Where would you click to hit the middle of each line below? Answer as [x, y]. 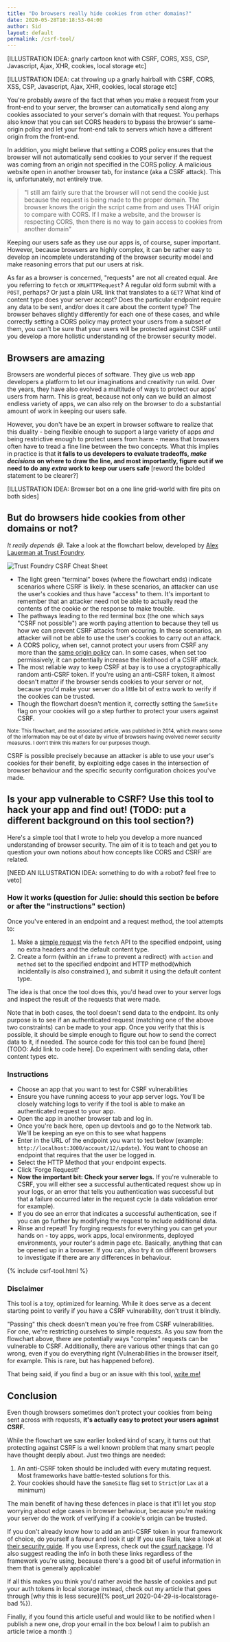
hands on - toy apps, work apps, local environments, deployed [105, 1236]
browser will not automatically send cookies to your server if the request [110, 157]
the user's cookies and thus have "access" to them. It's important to [113, 593]
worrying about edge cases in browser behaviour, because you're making [112, 1511]
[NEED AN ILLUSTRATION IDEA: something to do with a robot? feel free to [112, 872]
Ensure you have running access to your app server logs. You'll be [111, 1097]
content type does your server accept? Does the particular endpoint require [114, 299]
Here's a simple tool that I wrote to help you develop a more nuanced [105, 837]
